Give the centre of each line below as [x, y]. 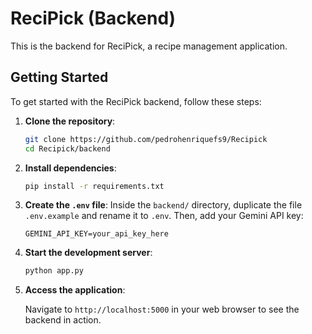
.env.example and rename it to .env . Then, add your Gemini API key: [164, 216]
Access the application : [75, 290]
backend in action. [63, 320]
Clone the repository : [70, 121]
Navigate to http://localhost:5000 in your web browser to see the [162, 309]
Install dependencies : [70, 168]
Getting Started [59, 77]
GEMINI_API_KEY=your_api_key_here [96, 234]
